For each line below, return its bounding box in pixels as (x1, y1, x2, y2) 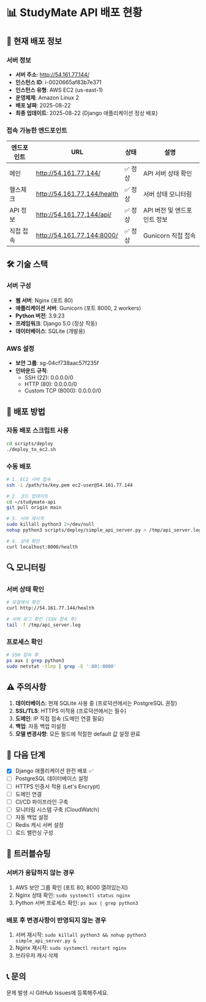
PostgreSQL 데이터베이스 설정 (15, 775, 89, 782)
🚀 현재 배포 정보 (6, 36, 63, 46)
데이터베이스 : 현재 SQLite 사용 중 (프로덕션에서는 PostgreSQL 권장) (15, 699, 178, 706)
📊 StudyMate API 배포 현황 (6, 6, 143, 20)
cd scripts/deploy (6, 440, 53, 447)
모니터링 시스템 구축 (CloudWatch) (15, 805, 100, 813)
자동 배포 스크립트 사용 (6, 426, 69, 435)
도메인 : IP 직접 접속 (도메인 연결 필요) (15, 714, 104, 722)
